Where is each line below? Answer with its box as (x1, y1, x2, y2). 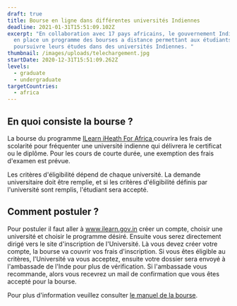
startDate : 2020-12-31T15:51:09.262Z (7, 57, 119, 64)
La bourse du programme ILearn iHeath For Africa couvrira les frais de (7, 134, 212, 142)
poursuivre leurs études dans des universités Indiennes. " (13, 43, 194, 50)
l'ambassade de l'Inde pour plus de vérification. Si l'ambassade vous (7, 262, 207, 271)
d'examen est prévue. (7, 156, 71, 165)
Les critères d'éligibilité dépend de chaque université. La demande (7, 170, 201, 179)
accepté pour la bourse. (7, 277, 77, 286)
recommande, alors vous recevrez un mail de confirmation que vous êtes (7, 269, 220, 278)
